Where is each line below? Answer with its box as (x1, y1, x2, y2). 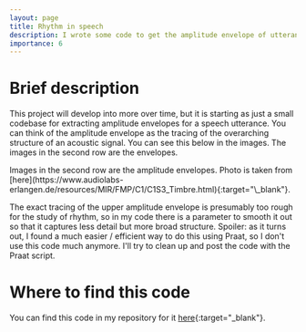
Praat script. (9, 250, 56, 261)
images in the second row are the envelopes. (9, 147, 178, 158)
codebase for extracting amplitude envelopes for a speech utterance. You (9, 118, 287, 129)
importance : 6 (9, 38, 64, 48)
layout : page (9, 13, 59, 23)
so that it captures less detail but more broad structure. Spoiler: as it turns (9, 221, 287, 233)
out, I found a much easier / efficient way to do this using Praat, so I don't (9, 231, 285, 242)
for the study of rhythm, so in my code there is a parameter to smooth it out (9, 212, 293, 223)
